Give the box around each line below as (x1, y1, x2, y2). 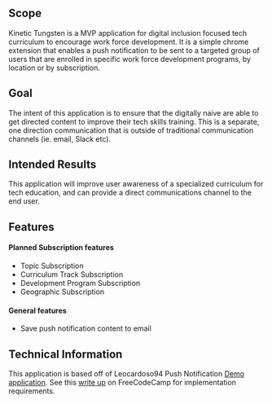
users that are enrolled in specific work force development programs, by (8, 54, 251, 64)
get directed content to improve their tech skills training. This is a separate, (8, 116, 260, 126)
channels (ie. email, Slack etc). (8, 134, 112, 143)
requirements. (8, 386, 55, 396)
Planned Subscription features (8, 243, 114, 253)
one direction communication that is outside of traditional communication (8, 125, 254, 135)
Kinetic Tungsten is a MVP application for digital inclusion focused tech (8, 28, 248, 37)
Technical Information (8, 347, 123, 361)
